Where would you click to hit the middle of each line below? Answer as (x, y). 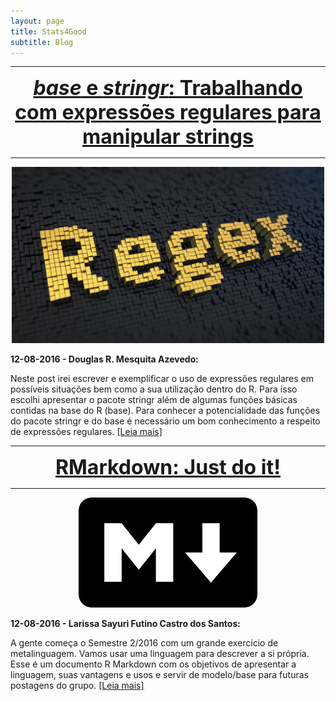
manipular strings (168, 137)
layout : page (37, 21)
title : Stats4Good (48, 31)
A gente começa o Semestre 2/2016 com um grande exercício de (144, 642)
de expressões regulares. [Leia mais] (86, 431)
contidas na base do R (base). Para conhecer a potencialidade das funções (165, 410)
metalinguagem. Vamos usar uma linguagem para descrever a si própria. (160, 653)
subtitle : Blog (42, 42)
